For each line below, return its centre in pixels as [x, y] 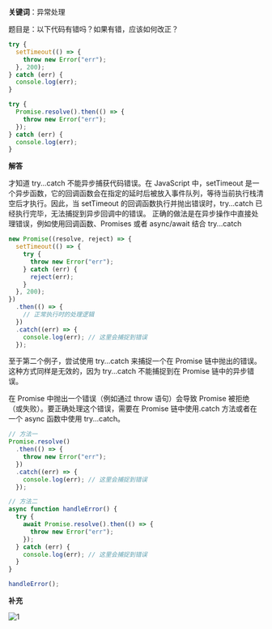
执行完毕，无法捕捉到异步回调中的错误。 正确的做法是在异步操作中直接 [133, 214]
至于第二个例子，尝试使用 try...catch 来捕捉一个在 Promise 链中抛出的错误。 [135, 361]
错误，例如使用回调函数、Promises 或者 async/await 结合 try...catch [128, 224]
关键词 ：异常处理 [37, 12]
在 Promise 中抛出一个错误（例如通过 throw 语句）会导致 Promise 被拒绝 [129, 399]
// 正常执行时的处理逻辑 [59, 314]
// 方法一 [23, 434]
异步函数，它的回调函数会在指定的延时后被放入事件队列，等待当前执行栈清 [139, 194]
